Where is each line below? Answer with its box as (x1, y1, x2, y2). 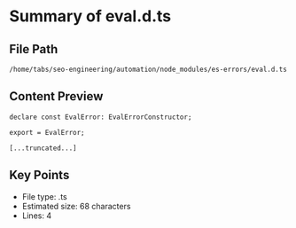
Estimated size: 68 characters (21, 200, 131, 211)
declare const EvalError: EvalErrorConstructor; (9, 113, 192, 122)
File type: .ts (21, 191, 68, 201)
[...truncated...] (9, 144, 77, 153)
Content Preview (9, 89, 104, 104)
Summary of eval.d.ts (9, 6, 172, 27)
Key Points (9, 168, 70, 183)
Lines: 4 (21, 210, 51, 221)
